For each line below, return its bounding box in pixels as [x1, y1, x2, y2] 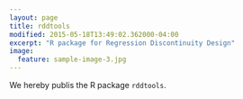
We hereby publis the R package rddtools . [9, 80, 166, 90]
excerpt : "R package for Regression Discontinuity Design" [9, 38, 236, 48]
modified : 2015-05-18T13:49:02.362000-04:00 [9, 30, 179, 39]
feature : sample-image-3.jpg [17, 55, 127, 64]
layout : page [9, 13, 58, 22]
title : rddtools [9, 22, 70, 31]
